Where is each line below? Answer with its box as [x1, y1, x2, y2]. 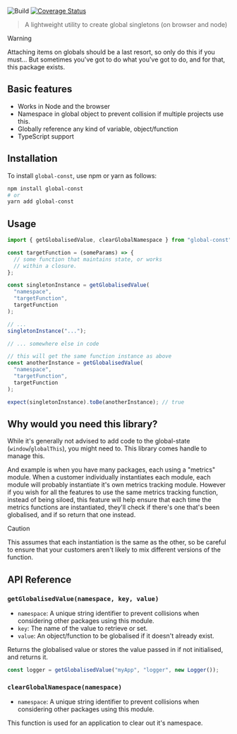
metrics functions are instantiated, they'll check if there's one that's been [7, 503, 220, 512]
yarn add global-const [7, 198, 74, 205]
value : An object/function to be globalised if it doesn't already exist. [17, 631, 214, 640]
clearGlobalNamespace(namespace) [7, 683, 122, 691]
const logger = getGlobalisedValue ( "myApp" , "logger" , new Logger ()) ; [7, 667, 219, 674]
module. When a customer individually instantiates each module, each [7, 473, 212, 482]
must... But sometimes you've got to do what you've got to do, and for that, [7, 55, 226, 64]
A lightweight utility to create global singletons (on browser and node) [24, 21, 228, 28]
